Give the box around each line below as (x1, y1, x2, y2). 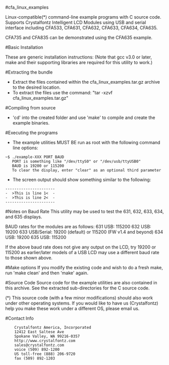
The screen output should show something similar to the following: (12, 176, 151, 182)
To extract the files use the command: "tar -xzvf (12, 90, 112, 95)
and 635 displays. (5, 214, 42, 220)
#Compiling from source (5, 105, 56, 110)
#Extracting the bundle (5, 69, 53, 75)
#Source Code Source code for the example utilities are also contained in (5, 280, 157, 285)
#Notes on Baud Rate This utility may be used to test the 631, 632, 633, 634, (5, 209, 164, 214)
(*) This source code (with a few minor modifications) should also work (5, 295, 153, 300)
